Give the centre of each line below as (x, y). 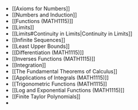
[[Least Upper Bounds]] (41, 46)
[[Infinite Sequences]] (38, 40)
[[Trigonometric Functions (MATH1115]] (60, 84)
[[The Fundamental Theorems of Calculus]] (64, 71)
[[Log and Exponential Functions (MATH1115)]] (68, 90)
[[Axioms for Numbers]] (41, 9)
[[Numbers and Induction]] (44, 15)
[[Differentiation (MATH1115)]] (48, 52)
